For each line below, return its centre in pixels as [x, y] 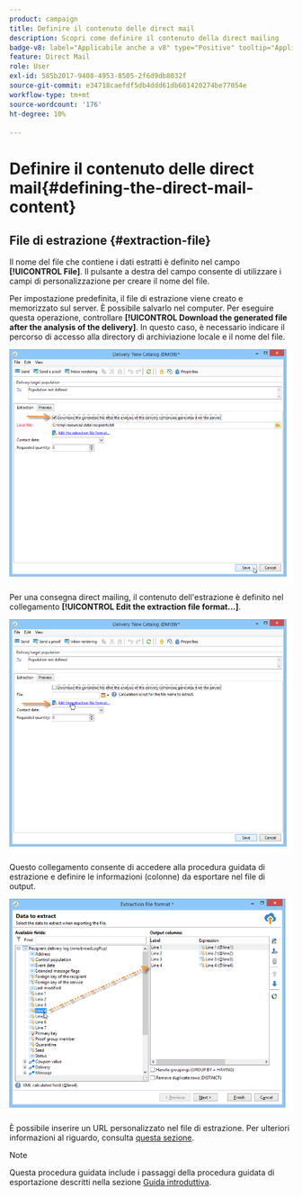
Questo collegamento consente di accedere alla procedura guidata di [138, 867]
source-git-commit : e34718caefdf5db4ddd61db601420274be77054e [128, 85]
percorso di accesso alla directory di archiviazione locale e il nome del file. [147, 337]
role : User [30, 67]
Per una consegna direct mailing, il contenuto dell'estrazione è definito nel [147, 597]
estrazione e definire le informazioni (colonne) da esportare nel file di [137, 877]
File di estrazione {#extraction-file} [110, 240]
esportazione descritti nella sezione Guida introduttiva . [111, 1183]
